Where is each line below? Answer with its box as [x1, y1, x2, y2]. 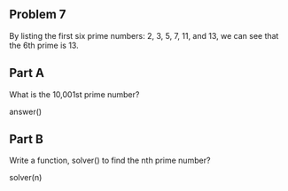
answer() [9, 106, 43, 117]
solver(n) [9, 172, 43, 183]
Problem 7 [9, 7, 66, 22]
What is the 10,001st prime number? [9, 88, 140, 100]
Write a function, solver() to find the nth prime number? [9, 155, 211, 166]
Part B [9, 132, 44, 147]
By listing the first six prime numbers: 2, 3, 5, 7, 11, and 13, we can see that [9, 30, 279, 41]
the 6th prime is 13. [9, 40, 79, 50]
